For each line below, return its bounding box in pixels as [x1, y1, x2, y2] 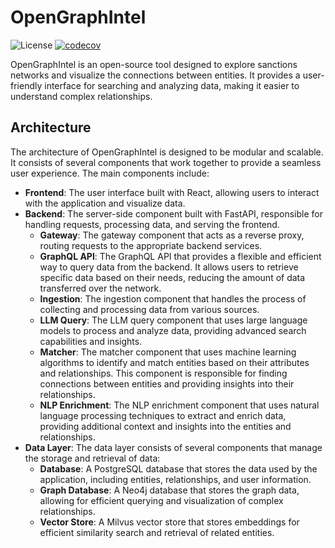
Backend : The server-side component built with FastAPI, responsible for [24, 207, 323, 220]
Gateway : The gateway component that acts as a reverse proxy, [39, 229, 305, 241]
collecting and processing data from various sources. [39, 303, 260, 315]
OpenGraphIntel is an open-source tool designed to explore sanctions [10, 58, 298, 70]
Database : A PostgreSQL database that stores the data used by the [39, 462, 318, 475]
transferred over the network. [39, 282, 162, 294]
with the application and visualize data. [24, 197, 186, 209]
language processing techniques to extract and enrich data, [39, 409, 287, 421]
